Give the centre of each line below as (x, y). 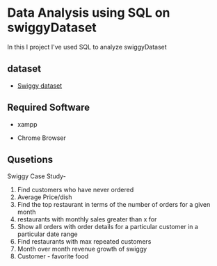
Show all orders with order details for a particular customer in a (107, 227)
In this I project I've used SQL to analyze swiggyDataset (87, 47)
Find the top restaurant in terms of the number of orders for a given (114, 205)
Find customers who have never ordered (75, 190)
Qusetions (30, 159)
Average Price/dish (45, 197)
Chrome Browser (41, 138)
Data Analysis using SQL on (89, 13)
